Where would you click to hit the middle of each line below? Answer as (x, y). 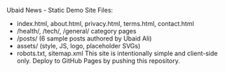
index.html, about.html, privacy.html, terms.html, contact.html (105, 23)
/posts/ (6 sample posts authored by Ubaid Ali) (84, 38)
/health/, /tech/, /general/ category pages (76, 31)
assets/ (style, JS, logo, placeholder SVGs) (79, 46)
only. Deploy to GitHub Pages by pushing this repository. (98, 61)
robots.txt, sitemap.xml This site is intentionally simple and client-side (117, 53)
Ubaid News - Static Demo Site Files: (60, 10)
